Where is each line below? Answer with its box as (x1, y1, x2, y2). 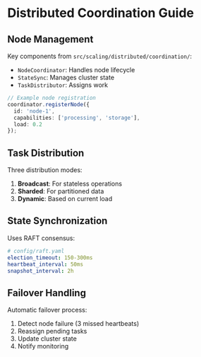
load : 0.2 (13, 120, 42, 128)
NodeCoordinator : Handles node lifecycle (17, 66, 135, 74)
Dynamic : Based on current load (17, 195, 113, 203)
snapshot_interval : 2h (7, 267, 74, 274)
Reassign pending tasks (17, 327, 87, 336)
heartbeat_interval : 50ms (7, 261, 83, 268)
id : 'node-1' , (13, 108, 55, 115)
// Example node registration (7, 94, 97, 101)
